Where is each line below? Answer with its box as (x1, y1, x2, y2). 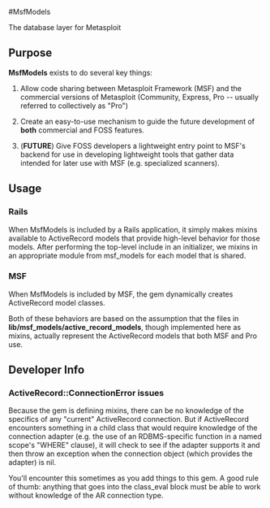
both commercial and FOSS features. (19, 125, 144, 135)
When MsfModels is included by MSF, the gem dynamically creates (8, 289, 234, 299)
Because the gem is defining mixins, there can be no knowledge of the (8, 406, 245, 415)
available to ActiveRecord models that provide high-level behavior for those (8, 233, 261, 243)
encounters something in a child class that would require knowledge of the (8, 423, 258, 433)
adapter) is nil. (8, 458, 57, 467)
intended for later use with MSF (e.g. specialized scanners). (19, 158, 221, 167)
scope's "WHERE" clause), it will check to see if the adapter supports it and (8, 441, 261, 450)
